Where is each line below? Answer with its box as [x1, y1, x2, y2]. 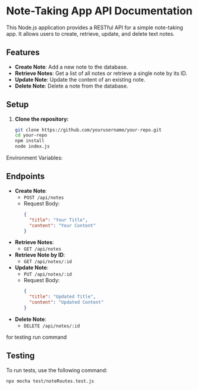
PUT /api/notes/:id [23, 272, 73, 277]
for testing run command [6, 333, 67, 341]
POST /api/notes [23, 195, 64, 201]
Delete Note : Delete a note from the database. [14, 82, 128, 89]
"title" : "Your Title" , [29, 217, 88, 223]
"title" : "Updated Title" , [29, 294, 96, 300]
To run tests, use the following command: [6, 366, 108, 373]
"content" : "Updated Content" [29, 299, 104, 305]
